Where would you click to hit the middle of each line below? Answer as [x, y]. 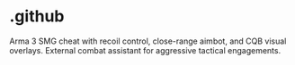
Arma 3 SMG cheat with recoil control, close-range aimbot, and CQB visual [148, 41]
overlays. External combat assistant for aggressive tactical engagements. [145, 50]
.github [37, 16]
